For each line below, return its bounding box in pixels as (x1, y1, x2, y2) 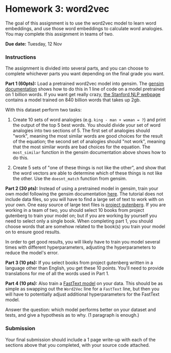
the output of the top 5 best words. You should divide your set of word (12, 122, 161, 128)
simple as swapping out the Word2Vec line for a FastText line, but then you (5, 286, 160, 292)
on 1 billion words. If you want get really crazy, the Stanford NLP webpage (5, 92, 161, 98)
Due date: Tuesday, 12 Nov (5, 40, 62, 47)
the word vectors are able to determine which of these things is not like (12, 170, 162, 176)
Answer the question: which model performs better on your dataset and (5, 306, 156, 313)
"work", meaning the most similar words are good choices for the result (12, 133, 163, 139)
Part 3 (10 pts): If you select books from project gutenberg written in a (5, 259, 153, 266)
